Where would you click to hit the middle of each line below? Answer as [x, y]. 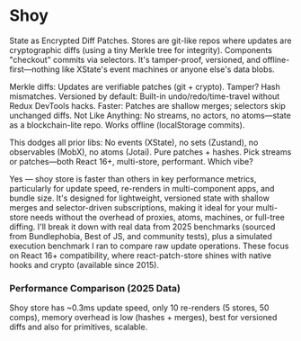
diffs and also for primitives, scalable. [79, 327]
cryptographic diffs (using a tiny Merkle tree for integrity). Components [141, 49]
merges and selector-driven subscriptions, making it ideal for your [132, 207]
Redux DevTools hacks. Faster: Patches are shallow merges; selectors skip [147, 105]
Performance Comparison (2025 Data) [95, 288]
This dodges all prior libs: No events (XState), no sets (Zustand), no [134, 142]
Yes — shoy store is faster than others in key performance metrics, [133, 179]
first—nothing [35, 69]
